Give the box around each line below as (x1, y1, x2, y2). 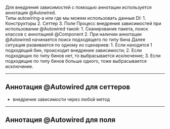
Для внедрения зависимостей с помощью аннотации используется (5, 5, 152, 10)
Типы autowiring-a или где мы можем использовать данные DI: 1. (5, 15, 146, 21)
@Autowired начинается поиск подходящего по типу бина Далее (5, 36, 146, 42)
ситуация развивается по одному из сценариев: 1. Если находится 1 (5, 42, 153, 48)
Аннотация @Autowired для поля (5, 116, 115, 124)
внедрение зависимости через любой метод (12, 96, 110, 102)
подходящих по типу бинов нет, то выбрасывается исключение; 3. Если (5, 53, 161, 59)
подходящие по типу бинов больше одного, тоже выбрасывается (5, 58, 147, 64)
